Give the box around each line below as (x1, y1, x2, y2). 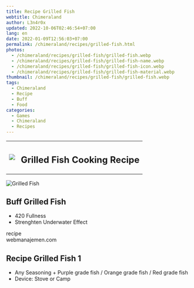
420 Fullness (14, 213, 46, 220)
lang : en (6, 31, 28, 37)
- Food (11, 101, 28, 108)
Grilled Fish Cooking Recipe (21, 154, 140, 165)
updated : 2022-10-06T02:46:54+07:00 (6, 25, 96, 31)
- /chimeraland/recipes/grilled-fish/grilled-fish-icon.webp (11, 63, 165, 69)
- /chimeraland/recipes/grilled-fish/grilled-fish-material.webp (11, 69, 175, 75)
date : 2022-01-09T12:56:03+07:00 (6, 36, 88, 42)
